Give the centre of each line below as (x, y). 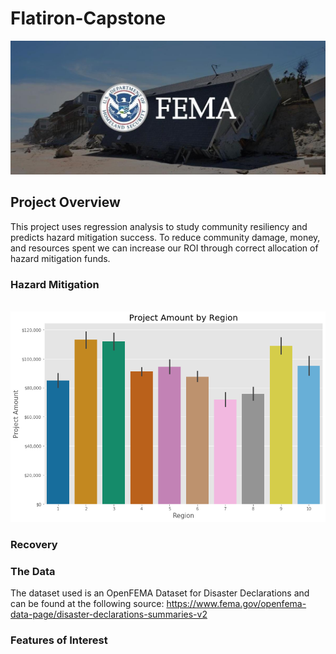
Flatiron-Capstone (88, 18)
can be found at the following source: (87, 604)
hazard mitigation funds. (60, 258)
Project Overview (65, 202)
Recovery (34, 544)
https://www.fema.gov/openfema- (236, 604)
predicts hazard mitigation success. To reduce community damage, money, (165, 237)
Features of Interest (59, 640)
